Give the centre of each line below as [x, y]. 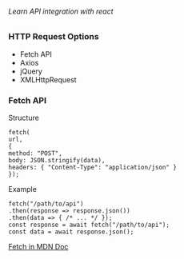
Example [23, 189]
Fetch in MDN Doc [38, 246]
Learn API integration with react [61, 11]
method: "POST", [35, 153]
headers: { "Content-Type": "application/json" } [93, 167]
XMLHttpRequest [48, 79]
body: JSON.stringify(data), [57, 160]
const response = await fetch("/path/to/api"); [89, 225]
